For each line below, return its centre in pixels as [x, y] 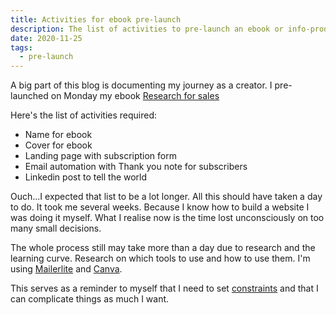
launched [29, 96]
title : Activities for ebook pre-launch [96, 19]
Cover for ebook [58, 145]
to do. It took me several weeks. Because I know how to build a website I [160, 207]
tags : [21, 47]
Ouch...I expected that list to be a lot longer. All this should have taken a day [166, 197]
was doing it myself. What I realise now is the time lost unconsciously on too [167, 218]
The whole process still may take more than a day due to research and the [163, 248]
